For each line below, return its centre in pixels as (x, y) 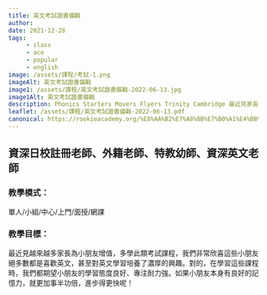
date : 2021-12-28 (37, 30)
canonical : (26, 119)
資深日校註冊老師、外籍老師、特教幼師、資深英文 (128, 153)
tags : (17, 38)
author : (21, 23)
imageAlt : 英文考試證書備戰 (50, 82)
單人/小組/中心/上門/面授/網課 (56, 212)
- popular (42, 60)
